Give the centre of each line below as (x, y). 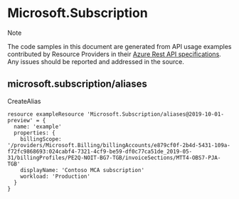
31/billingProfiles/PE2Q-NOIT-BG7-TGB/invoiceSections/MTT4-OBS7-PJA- (114, 158)
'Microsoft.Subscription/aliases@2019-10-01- (155, 114)
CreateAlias (24, 101)
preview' (20, 120)
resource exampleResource (46, 114)
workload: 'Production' (55, 176)
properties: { (34, 133)
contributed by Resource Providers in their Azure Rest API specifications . (115, 54)
